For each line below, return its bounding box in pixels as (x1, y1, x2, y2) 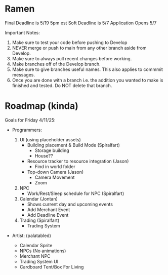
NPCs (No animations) (19, 248, 66, 254)
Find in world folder (34, 163, 75, 170)
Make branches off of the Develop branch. (12, 61, 101, 67)
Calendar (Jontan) (19, 195, 58, 202)
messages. (12, 71, 35, 77)
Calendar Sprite (19, 242, 53, 248)
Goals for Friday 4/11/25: (5, 117, 56, 123)
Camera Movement (34, 174, 75, 180)
